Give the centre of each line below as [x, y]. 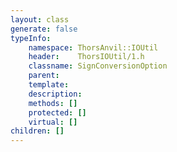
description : [55, 94]
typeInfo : [31, 38]
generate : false [44, 29]
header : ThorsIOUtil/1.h [86, 57]
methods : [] [53, 103]
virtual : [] [53, 122]
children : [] [37, 131]
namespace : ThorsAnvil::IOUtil [93, 47]
